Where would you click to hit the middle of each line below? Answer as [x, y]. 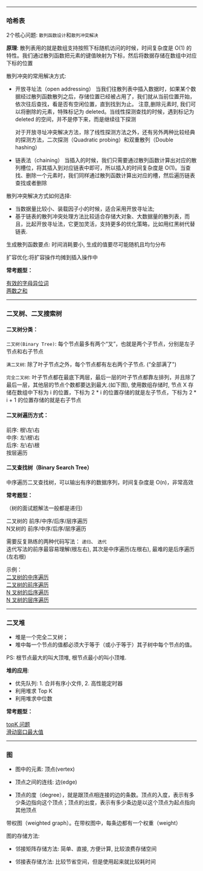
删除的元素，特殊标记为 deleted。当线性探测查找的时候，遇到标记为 [110, 112]
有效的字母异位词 [27, 283]
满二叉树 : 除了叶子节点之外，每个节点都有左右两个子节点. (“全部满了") [92, 364]
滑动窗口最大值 [25, 732]
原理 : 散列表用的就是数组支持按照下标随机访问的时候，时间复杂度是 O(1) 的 [99, 48]
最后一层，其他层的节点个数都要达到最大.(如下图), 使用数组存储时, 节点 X [97, 385]
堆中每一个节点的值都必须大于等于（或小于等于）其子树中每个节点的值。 [105, 645]
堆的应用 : [18, 671]
